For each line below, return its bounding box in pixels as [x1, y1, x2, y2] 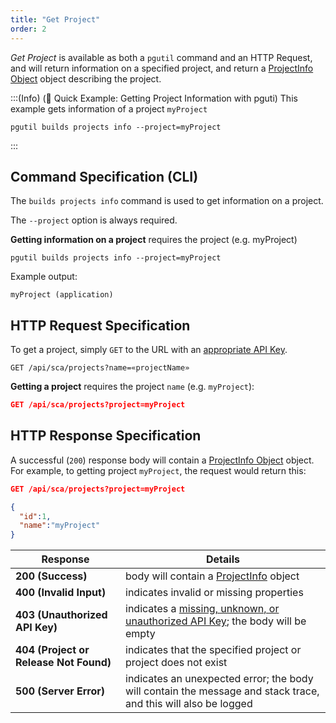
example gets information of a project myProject [10, 102, 208, 115]
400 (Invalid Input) [15, 586, 107, 600]
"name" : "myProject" [19, 521, 101, 531]
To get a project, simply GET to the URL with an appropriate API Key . [10, 344, 288, 356]
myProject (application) [10, 290, 114, 300]
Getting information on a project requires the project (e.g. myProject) [10, 234, 298, 246]
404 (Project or [15, 643, 90, 657]
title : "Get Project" [10, 14, 101, 25]
